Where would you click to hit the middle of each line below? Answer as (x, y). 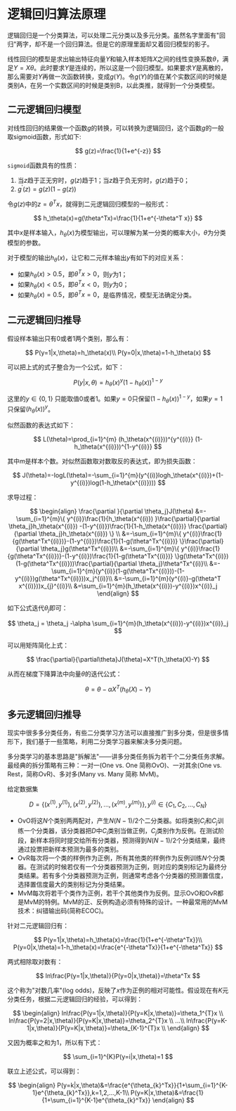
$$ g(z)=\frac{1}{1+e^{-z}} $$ (118, 150)
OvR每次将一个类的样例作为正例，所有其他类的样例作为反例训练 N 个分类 (122, 858)
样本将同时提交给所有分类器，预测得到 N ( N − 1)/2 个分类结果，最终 (131, 840)
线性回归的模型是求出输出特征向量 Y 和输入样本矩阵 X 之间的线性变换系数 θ (112, 59)
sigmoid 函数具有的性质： (43, 165)
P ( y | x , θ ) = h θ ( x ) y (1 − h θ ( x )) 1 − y (118, 383)
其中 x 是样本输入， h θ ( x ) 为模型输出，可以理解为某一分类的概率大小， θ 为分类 (117, 233)
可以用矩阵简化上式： (38, 645)
